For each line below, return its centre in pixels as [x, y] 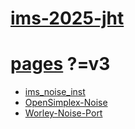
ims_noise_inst [55, 92]
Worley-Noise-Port [63, 113]
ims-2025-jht [67, 18]
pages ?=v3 [60, 64]
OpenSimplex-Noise [66, 103]
